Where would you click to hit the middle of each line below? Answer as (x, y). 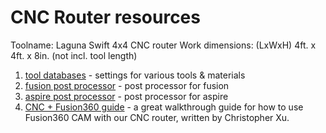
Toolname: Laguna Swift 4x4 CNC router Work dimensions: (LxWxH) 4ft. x (163, 45)
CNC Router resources (105, 17)
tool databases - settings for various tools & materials (135, 75)
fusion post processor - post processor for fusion (127, 85)
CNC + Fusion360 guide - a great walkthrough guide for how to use (164, 107)
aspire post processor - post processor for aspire (126, 96)
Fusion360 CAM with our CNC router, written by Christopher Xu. (157, 117)
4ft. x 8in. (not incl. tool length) (74, 55)
